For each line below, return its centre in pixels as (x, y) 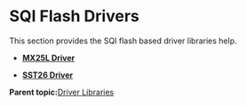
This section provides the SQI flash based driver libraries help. (123, 41)
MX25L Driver (48, 57)
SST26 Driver (48, 75)
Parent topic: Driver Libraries (62, 92)
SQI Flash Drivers (74, 16)
